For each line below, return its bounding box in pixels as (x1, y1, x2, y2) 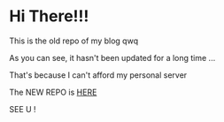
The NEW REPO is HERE (9, 87, 97, 97)
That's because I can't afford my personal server (9, 69, 188, 80)
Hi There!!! (9, 6, 89, 27)
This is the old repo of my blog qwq (9, 35, 139, 46)
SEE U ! (9, 103, 37, 114)
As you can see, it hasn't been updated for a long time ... (9, 52, 216, 63)
